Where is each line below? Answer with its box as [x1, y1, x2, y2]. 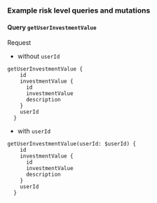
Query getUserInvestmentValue [7, 23, 97, 31]
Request [7, 38, 32, 47]
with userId [17, 127, 51, 135]
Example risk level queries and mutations [7, 6, 151, 15]
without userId [17, 52, 60, 61]
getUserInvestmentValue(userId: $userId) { [7, 141, 137, 148]
